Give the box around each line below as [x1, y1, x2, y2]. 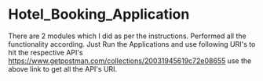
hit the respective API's [8, 48, 84, 57]
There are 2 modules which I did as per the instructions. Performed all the [8, 31, 247, 40]
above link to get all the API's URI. [8, 64, 118, 73]
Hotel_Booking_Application [8, 5, 190, 23]
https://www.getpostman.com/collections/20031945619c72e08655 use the [8, 56, 252, 65]
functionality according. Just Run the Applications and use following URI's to [8, 39, 256, 48]
